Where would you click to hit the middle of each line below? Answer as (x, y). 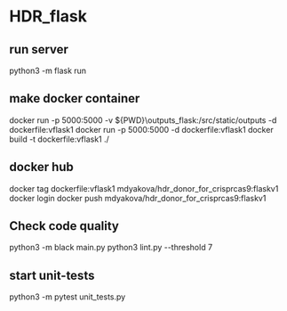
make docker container (75, 98)
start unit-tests (52, 275)
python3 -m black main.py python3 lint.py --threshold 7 (111, 248)
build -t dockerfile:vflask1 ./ (59, 139)
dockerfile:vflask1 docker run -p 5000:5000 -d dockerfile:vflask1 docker (141, 129)
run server (39, 49)
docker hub (41, 167)
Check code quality (64, 226)
